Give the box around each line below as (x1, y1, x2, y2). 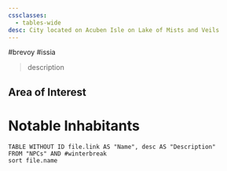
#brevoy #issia (8, 48, 57, 57)
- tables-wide (15, 19, 61, 27)
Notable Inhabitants (8, 117, 140, 134)
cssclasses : (8, 11, 47, 20)
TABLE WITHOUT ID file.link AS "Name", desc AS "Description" (8, 143, 216, 151)
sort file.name (8, 156, 58, 165)
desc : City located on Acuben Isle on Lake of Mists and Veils (8, 26, 220, 34)
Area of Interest (8, 85, 86, 99)
